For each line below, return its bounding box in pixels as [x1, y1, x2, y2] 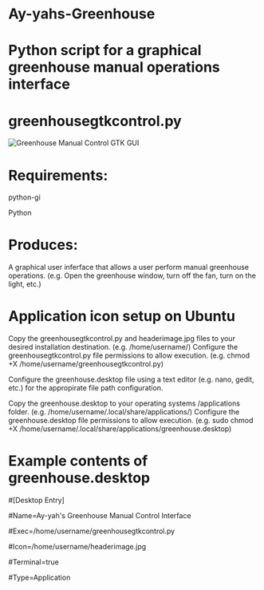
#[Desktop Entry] [8, 496, 65, 505]
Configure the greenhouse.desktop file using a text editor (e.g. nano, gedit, [8, 374, 254, 384]
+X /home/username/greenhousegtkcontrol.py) [8, 359, 164, 369]
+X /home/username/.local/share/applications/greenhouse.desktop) [8, 424, 232, 434]
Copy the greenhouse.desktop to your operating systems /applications [8, 398, 241, 408]
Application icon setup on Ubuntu [8, 307, 236, 326]
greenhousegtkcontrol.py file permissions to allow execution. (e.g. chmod [8, 350, 250, 360]
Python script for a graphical [8, 42, 202, 60]
